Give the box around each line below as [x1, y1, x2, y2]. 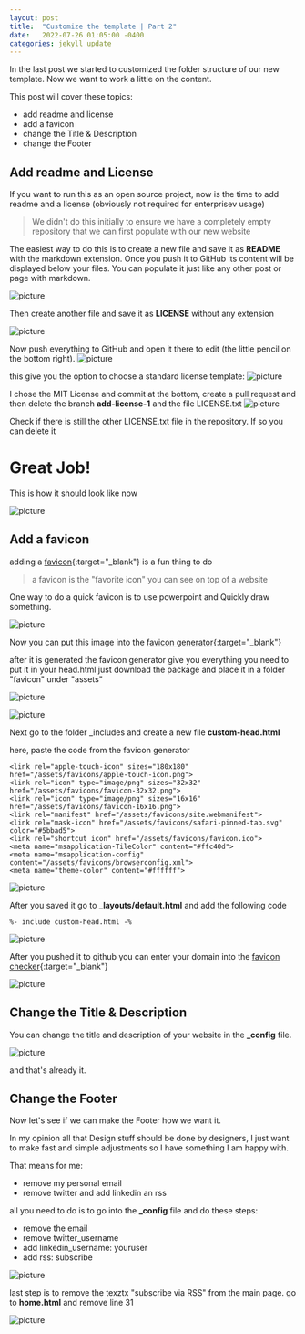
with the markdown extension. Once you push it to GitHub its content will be [9, 253, 294, 265]
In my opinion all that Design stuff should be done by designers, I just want [9, 1133, 290, 1144]
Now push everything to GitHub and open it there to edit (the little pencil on [9, 343, 291, 354]
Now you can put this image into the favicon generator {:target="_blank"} [9, 636, 282, 647]
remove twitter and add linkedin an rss [22, 1188, 167, 1199]
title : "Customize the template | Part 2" [9, 22, 178, 31]
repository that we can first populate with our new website [31, 226, 251, 237]
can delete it [9, 425, 56, 436]
